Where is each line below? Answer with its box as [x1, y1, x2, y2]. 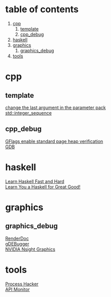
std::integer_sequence [5, 110, 52, 116]
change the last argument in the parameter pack [5, 104, 106, 111]
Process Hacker [5, 281, 39, 287]
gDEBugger [5, 240, 29, 247]
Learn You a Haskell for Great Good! [5, 183, 81, 190]
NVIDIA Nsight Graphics [5, 246, 56, 252]
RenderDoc [5, 235, 29, 241]
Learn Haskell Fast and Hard [5, 178, 64, 184]
